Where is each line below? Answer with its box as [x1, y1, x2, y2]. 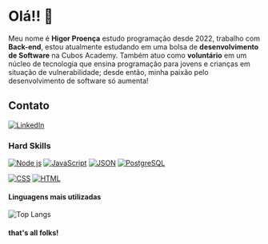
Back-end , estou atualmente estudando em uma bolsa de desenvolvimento [8, 41, 259, 51]
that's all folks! [8, 227, 59, 238]
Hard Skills [8, 140, 51, 151]
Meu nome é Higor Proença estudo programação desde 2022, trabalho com [8, 33, 261, 43]
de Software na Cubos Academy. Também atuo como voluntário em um [8, 50, 247, 60]
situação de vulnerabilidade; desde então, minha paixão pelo [8, 67, 210, 77]
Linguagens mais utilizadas [8, 191, 102, 202]
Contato [8, 99, 50, 112]
